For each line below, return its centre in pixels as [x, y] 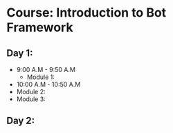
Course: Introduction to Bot [86, 13]
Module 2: [31, 92]
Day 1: [20, 53]
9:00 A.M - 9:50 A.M [46, 70]
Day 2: [21, 121]
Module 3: [31, 99]
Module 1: [40, 77]
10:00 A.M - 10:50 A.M [48, 84]
